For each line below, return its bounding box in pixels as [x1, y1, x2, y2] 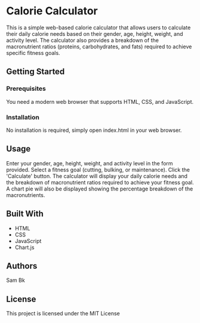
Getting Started [6, 67, 65, 77]
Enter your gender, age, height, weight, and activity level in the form [6, 159, 173, 167]
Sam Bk [6, 276, 25, 284]
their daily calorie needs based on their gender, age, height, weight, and [6, 30, 183, 37]
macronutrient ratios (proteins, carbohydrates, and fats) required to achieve [6, 43, 192, 50]
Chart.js [14, 244, 35, 251]
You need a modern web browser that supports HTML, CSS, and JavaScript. [6, 98, 194, 105]
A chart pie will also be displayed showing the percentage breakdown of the [6, 185, 193, 192]
